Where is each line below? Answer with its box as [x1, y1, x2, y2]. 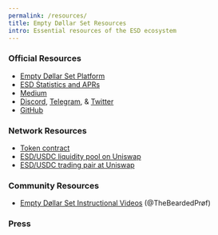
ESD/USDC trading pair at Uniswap [19, 160, 135, 169]
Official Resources [8, 53, 81, 64]
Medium [19, 88, 48, 98]
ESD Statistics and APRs [19, 79, 101, 89]
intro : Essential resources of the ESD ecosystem [8, 26, 177, 34]
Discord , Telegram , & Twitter [19, 97, 114, 106]
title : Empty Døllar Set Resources [8, 19, 127, 27]
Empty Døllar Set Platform [19, 71, 105, 81]
